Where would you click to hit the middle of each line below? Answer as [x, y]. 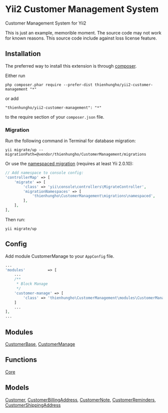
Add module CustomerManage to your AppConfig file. [60, 256]
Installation [23, 54]
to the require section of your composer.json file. [55, 117]
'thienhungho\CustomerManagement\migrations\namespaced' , [93, 196]
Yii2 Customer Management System [82, 9]
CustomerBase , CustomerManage [40, 344]
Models [17, 388]
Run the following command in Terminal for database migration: [70, 141]
